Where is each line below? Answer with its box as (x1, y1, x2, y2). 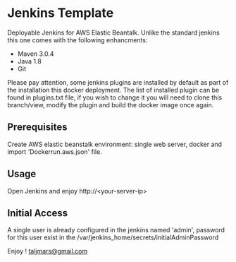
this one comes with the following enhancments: (7, 35, 148, 44)
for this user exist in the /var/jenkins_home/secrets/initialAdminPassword (7, 233, 219, 242)
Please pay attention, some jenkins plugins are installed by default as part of (7, 78, 229, 86)
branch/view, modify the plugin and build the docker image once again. (7, 100, 214, 109)
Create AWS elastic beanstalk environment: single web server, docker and (7, 140, 223, 148)
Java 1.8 (17, 56, 42, 65)
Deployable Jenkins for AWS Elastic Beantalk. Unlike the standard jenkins (7, 28, 220, 37)
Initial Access (7, 207, 68, 219)
